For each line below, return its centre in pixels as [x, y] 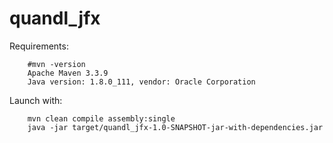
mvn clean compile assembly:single [101, 118]
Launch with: [36, 100]
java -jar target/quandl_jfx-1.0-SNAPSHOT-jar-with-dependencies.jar [175, 127]
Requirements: [39, 46]
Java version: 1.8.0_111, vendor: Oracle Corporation [141, 82]
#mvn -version [56, 64]
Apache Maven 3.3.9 [68, 73]
